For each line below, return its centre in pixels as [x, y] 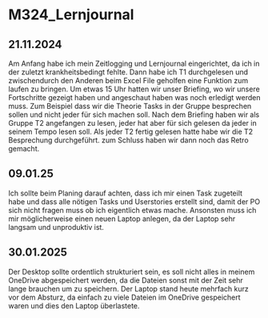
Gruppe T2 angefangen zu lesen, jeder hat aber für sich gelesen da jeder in [133, 123]
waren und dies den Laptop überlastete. [74, 305]
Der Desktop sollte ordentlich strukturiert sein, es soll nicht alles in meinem [132, 272]
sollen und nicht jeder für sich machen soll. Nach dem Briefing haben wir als [134, 115]
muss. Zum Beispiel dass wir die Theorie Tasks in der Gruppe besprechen [130, 106]
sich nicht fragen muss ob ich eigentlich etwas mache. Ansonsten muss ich [132, 210]
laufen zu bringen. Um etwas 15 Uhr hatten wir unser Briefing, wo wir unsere [134, 89]
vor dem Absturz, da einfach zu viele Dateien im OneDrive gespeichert [125, 297]
